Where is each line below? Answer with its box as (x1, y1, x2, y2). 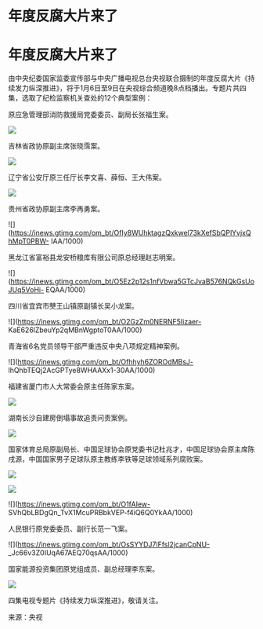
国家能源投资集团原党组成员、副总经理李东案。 (8, 565, 159, 574)
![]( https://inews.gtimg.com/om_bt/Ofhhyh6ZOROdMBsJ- (8, 357, 194, 367)
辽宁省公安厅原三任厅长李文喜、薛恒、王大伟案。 (8, 173, 166, 182)
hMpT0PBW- (8, 236, 49, 246)
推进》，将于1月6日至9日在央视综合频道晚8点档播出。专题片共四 (41, 83, 247, 93)
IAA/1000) (50, 236, 84, 246)
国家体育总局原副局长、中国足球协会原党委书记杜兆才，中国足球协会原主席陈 (8, 444, 255, 454)
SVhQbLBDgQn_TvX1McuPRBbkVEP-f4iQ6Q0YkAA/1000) (8, 508, 193, 517)
